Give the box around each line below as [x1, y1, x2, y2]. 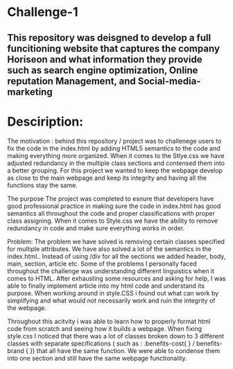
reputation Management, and [7, 75, 137, 87]
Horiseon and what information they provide [7, 53, 202, 65]
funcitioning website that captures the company [7, 42, 221, 54]
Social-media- [137, 75, 201, 87]
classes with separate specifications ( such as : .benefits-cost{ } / [7, 339, 196, 347]
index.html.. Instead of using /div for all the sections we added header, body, [7, 252, 226, 260]
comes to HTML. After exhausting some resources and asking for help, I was [7, 274, 226, 282]
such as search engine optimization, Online [7, 64, 198, 76]
